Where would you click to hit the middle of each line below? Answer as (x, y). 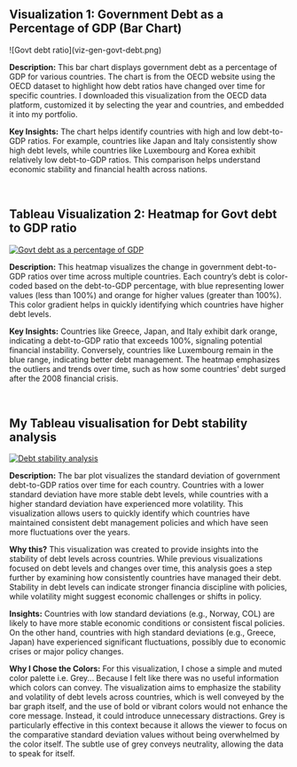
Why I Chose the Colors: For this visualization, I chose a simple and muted (145, 668)
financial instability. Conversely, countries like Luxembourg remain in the (141, 350)
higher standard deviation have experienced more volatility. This (126, 504)
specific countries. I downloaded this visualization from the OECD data (138, 95)
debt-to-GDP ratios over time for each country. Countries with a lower (137, 485)
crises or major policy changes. (66, 652)
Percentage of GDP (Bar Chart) (96, 29)
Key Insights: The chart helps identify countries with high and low (130, 131)
